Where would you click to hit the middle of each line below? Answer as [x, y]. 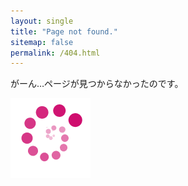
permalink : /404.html [55, 53]
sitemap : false [42, 42]
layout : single [42, 21]
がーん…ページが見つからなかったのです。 [97, 84]
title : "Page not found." [64, 31]
